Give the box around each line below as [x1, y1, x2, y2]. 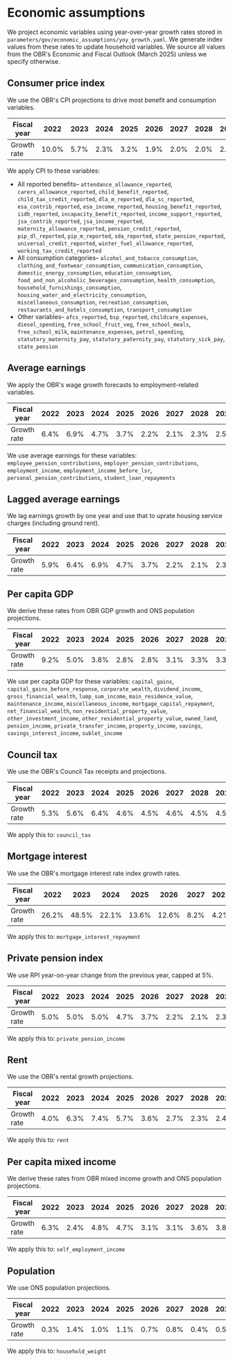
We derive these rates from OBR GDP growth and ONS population [7, 607, 195, 615]
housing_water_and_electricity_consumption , [17, 290, 147, 299]
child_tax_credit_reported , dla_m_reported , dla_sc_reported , [17, 194, 194, 202]
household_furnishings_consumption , [17, 283, 123, 291]
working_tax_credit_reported [17, 248, 102, 255]
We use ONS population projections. [7, 1284, 111, 1292]
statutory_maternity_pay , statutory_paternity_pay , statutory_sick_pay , [17, 334, 225, 343]
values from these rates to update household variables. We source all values [7, 42, 225, 51]
